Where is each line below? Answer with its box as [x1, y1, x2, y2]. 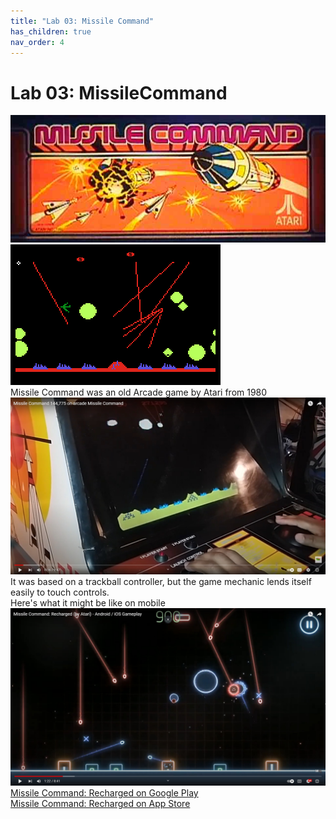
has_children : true [10, 26, 92, 37]
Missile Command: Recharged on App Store [10, 797, 191, 809]
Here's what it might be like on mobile [10, 597, 166, 609]
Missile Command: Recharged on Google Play [10, 786, 199, 799]
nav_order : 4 [10, 37, 65, 47]
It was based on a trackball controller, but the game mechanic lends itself [10, 576, 312, 588]
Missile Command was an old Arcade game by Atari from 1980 [10, 386, 268, 398]
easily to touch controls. [10, 586, 110, 599]
